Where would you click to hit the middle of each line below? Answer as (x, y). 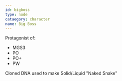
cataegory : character (28, 19)
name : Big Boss (21, 24)
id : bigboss (17, 10)
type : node (16, 14)
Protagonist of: (20, 38)
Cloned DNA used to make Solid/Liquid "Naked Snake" (61, 73)
